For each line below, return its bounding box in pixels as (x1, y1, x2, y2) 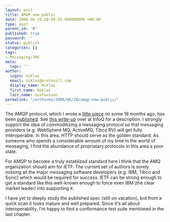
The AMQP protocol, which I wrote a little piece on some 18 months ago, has (5, 111, 165, 117)
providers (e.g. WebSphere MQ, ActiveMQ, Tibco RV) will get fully (5, 127, 143, 133)
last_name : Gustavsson (10, 92, 58, 97)
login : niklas (10, 73, 40, 79)
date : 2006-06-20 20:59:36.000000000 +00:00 (5, 17, 101, 22)
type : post (5, 21, 28, 27)
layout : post (5, 7, 33, 13)
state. (5, 149, 17, 155)
